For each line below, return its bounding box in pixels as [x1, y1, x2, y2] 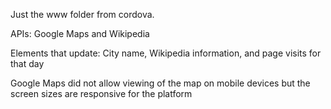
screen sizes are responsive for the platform [10, 88, 193, 99]
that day [10, 58, 45, 69]
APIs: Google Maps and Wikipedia [10, 28, 150, 39]
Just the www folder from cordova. [10, 9, 155, 20]
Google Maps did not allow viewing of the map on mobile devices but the [10, 77, 311, 89]
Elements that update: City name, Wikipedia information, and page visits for [10, 47, 322, 59]
